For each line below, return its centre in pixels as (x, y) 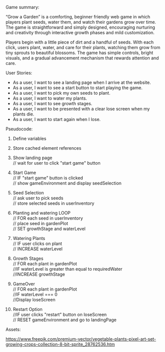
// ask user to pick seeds (38, 198)
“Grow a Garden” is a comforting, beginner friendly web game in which (78, 17)
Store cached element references (47, 148)
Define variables (29, 139)
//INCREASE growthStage (39, 274)
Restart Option (27, 309)
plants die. (23, 114)
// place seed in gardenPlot (40, 223)
